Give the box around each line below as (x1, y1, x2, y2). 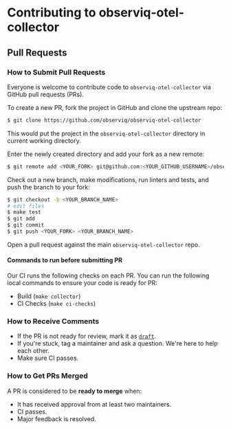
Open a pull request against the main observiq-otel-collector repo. (7, 240, 201, 249)
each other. (16, 347, 50, 355)
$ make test (7, 209, 41, 216)
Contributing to (7, 5, 96, 21)
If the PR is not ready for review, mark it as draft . (16, 332, 157, 341)
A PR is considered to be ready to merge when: (7, 387, 142, 395)
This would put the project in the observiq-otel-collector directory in (7, 129, 206, 137)
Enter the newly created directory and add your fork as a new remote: (7, 150, 205, 158)
